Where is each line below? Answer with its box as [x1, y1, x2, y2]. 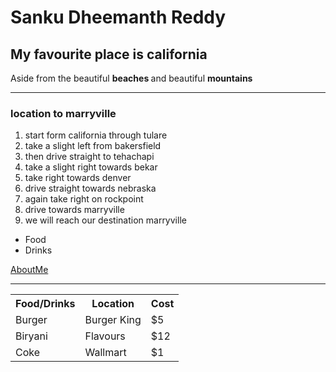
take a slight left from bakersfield [24, 140, 162, 152]
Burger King [84, 313, 142, 327]
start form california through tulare [24, 129, 168, 141]
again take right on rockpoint [24, 193, 144, 205]
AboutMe [10, 264, 49, 276]
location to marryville [10, 106, 117, 120]
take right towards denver [24, 172, 132, 184]
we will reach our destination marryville [24, 214, 187, 226]
